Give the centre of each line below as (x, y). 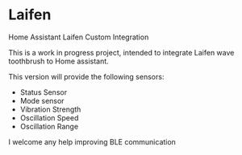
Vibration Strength (50, 109)
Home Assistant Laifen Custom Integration (79, 37)
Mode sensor (42, 100)
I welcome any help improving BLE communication (92, 141)
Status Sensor (43, 92)
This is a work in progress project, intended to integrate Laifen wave (121, 52)
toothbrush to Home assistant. (58, 61)
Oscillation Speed (49, 117)
